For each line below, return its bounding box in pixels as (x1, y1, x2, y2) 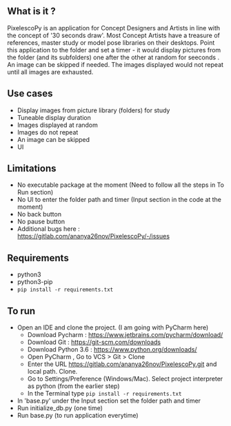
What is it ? (7, 6, 57, 17)
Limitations (7, 163, 57, 174)
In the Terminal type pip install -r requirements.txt (27, 389, 182, 398)
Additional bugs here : (17, 225, 81, 233)
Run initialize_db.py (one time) (17, 404, 103, 412)
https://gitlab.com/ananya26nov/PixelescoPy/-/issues (17, 232, 170, 241)
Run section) (17, 188, 54, 196)
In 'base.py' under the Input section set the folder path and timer (17, 396, 201, 405)
